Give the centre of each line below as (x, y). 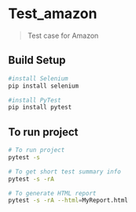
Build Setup (37, 60)
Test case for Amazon (63, 35)
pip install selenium (44, 86)
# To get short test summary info (65, 171)
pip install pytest (40, 107)
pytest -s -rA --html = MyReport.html (68, 201)
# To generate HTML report (52, 193)
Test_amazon (53, 14)
